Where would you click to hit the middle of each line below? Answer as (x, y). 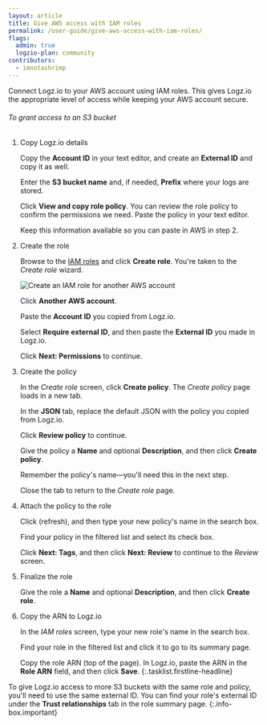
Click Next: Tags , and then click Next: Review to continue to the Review (139, 552)
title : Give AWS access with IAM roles (75, 23)
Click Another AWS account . (68, 301)
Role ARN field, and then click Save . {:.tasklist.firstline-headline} (126, 671)
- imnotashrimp (41, 68)
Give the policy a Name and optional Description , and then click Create (138, 451)
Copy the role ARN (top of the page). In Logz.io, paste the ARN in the (133, 662)
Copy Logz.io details (54, 142)
